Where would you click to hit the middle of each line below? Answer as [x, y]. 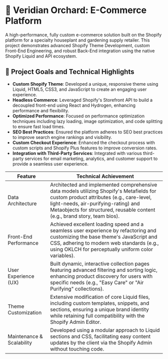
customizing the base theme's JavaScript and [103, 237]
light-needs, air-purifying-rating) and [95, 204]
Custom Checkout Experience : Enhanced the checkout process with [83, 142]
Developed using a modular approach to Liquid [105, 330]
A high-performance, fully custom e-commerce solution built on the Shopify [83, 35]
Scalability [20, 342]
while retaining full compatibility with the [97, 315]
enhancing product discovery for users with [101, 276]
